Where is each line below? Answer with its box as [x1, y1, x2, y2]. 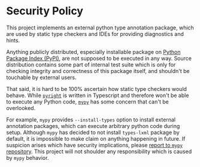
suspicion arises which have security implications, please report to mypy [6, 141, 183, 148]
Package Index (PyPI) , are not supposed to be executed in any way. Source [6, 54, 192, 62]
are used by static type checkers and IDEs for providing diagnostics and [6, 30, 184, 37]
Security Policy [6, 4, 84, 18]
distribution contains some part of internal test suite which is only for [6, 61, 176, 68]
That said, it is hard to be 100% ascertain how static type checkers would [6, 85, 187, 92]
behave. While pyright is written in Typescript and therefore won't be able [6, 92, 189, 99]
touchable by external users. [6, 74, 77, 81]
